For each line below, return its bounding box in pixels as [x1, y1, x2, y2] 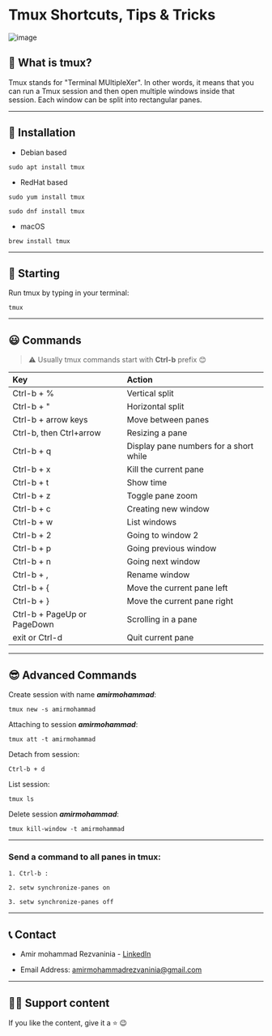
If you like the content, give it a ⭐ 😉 [8, 1017, 128, 1027]
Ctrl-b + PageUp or [12, 609, 87, 620]
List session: [8, 780, 50, 789]
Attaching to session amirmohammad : [8, 720, 138, 729]
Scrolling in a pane [126, 614, 198, 625]
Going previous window [126, 543, 217, 554]
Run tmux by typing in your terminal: [8, 288, 130, 298]
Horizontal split [126, 401, 185, 413]
